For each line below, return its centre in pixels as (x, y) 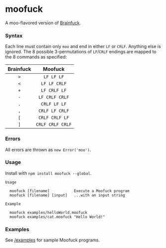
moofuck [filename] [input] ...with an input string (67, 195)
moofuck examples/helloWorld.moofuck (49, 212)
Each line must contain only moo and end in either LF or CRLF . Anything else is (83, 47)
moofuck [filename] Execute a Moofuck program (70, 191)
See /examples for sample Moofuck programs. (53, 240)
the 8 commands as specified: (36, 57)
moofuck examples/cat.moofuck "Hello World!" (57, 217)
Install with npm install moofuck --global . (48, 173)
